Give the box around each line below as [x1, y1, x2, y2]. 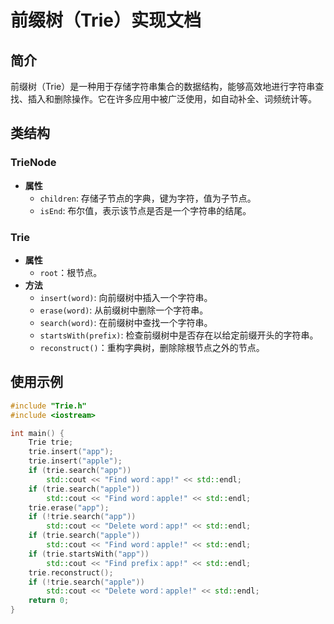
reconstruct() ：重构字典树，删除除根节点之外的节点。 [39, 341, 265, 353]
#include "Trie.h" [10, 401, 87, 411]
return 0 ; [28, 596, 70, 606]
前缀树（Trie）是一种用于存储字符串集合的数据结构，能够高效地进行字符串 [10, 81, 316, 92]
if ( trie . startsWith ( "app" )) [28, 549, 150, 559]
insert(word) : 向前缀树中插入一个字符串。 [39, 291, 213, 303]
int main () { [10, 428, 65, 438]
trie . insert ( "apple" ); [28, 456, 123, 466]
